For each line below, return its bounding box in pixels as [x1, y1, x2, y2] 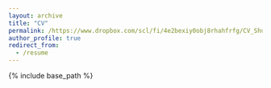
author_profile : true [8, 34, 81, 42]
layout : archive [8, 11, 63, 20]
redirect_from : [8, 42, 60, 50]
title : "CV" [8, 19, 48, 27]
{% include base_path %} [8, 71, 94, 80]
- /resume [15, 49, 48, 57]
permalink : [8, 26, 45, 34]
